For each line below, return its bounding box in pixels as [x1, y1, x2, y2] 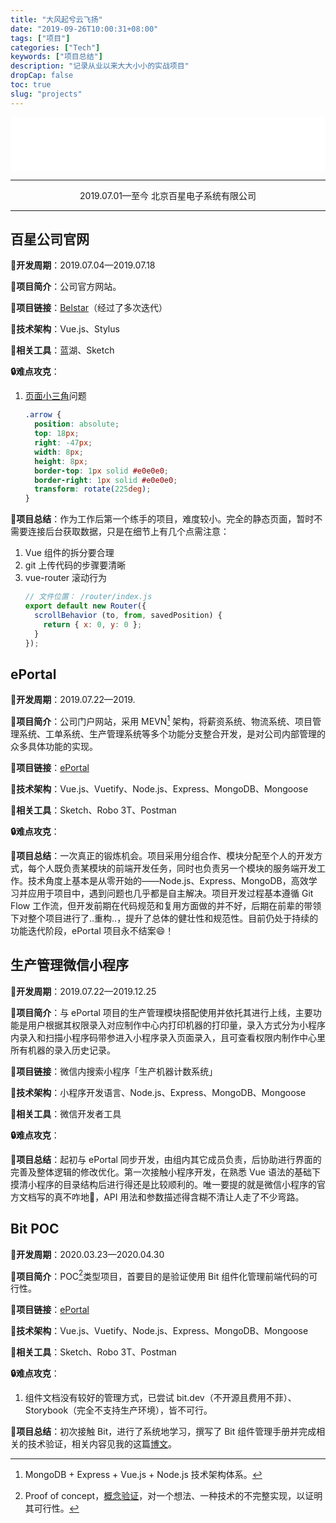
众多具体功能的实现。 [10, 740, 98, 752]
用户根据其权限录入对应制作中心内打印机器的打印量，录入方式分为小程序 [27, 1019, 326, 1031]
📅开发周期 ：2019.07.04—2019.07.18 [10, 259, 156, 271]
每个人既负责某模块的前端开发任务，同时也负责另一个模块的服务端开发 [27, 862, 317, 874]
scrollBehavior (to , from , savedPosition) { [34, 610, 223, 620]
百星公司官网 [10, 231, 90, 248]
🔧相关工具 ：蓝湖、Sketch [10, 344, 115, 356]
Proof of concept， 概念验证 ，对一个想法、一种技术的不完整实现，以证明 [24, 1490, 323, 1502]
